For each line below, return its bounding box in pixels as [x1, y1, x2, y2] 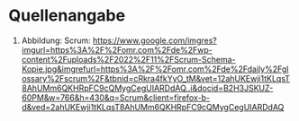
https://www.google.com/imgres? [92, 35, 217, 46]
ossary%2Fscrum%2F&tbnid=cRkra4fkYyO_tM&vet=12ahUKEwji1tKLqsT [21, 73, 290, 83]
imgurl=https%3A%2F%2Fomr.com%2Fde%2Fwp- [21, 44, 213, 55]
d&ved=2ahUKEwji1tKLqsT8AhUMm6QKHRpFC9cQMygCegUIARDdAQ [21, 101, 285, 112]
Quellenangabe [8, 5, 126, 26]
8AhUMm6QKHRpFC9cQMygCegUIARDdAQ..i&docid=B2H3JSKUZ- [21, 82, 274, 93]
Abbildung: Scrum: [21, 35, 91, 46]
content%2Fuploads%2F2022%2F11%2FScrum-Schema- [21, 54, 236, 65]
